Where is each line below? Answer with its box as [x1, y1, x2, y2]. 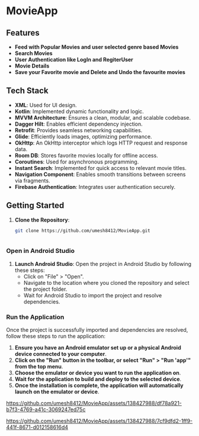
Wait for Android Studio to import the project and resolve [23, 291, 162, 299]
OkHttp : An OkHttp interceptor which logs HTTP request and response [14, 139, 188, 146]
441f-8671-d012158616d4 [6, 424, 69, 431]
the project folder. [23, 286, 68, 293]
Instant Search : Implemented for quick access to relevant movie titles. [14, 164, 187, 171]
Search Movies [14, 50, 53, 57]
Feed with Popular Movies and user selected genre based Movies [14, 43, 179, 50]
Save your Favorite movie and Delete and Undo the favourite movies [14, 69, 185, 75]
